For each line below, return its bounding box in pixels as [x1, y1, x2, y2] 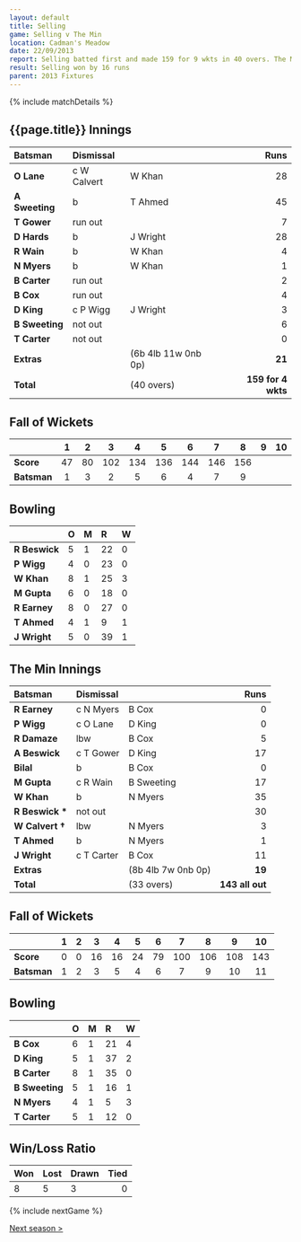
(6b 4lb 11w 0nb [129, 347, 202, 359]
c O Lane [75, 718, 114, 730]
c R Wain [75, 776, 114, 788]
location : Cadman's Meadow [9, 38, 110, 48]
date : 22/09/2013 [9, 47, 74, 56]
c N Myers [75, 703, 119, 715]
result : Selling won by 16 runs [9, 64, 130, 73]
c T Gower [75, 747, 120, 759]
